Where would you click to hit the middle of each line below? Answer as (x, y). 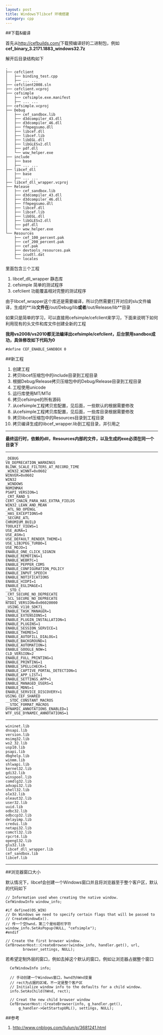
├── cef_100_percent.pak (39, 238)
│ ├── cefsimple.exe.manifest (38, 98)
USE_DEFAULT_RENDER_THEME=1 (34, 539)
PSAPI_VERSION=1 (22, 493)
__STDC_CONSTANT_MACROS (30, 701)
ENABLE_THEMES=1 (22, 633)
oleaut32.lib (19, 799)
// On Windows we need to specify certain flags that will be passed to (80, 915)
